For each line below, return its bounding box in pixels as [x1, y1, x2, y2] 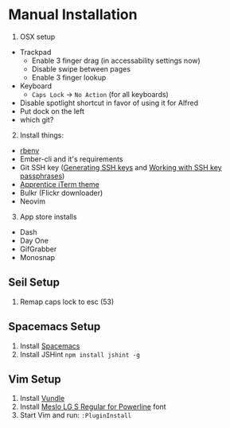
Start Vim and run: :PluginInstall [19, 410, 132, 420]
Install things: [19, 130, 64, 140]
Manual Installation [8, 6, 138, 24]
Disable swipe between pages [31, 64, 131, 73]
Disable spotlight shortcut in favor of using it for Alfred [19, 98, 199, 107]
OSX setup [19, 32, 56, 41]
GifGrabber [19, 244, 57, 254]
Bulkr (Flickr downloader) [19, 188, 103, 197]
